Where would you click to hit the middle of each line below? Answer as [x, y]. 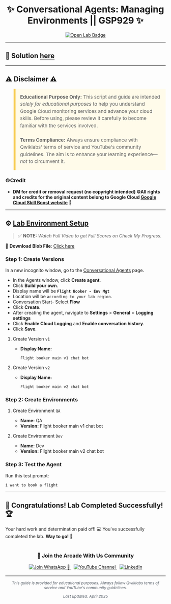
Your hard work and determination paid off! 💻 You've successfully [75, 529]
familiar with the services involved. [59, 125]
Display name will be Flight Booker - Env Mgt [61, 291]
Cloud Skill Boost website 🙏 [42, 202]
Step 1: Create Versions [35, 259]
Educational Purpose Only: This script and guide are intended [90, 97]
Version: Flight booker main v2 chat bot [62, 451]
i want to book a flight [32, 485]
